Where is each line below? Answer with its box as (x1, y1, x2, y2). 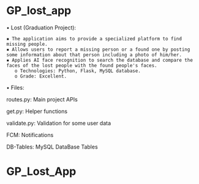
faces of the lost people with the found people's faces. (6, 62, 157, 68)
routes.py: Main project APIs (6, 95, 78, 103)
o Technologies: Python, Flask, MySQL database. (14, 68, 141, 74)
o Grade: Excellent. (14, 73, 67, 79)
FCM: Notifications (6, 131, 54, 138)
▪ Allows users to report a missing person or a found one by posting (6, 46, 190, 53)
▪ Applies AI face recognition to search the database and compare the (6, 57, 193, 63)
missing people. (6, 41, 48, 47)
